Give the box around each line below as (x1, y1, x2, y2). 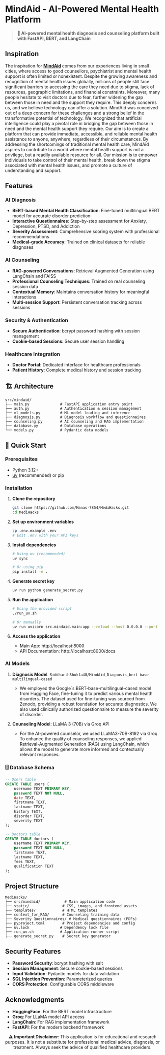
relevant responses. (19, 751, 60, 757)
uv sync (12, 556, 28, 561)
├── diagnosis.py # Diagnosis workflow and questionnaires (5, 415, 146, 420)
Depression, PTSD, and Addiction (12, 223, 80, 230)
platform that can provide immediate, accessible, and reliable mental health (5, 131, 157, 136)
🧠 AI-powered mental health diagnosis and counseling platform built (17, 30, 160, 36)
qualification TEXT (14, 863, 54, 869)
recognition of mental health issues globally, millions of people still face (5, 78, 150, 84)
